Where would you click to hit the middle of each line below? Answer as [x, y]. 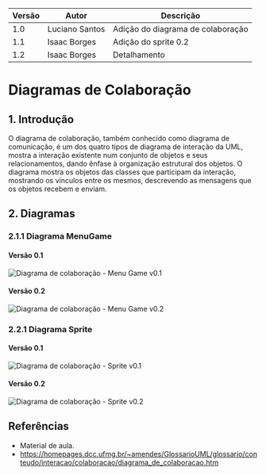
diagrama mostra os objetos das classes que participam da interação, [122, 172]
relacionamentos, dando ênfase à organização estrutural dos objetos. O [125, 163]
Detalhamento [139, 55]
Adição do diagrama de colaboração [180, 29]
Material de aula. [47, 445]
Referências [39, 426]
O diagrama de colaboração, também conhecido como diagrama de [119, 138]
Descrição [181, 15]
